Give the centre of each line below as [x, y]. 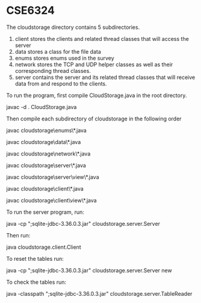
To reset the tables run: [35, 258]
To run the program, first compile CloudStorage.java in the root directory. [97, 95]
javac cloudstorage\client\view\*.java [52, 200]
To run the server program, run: [45, 212]
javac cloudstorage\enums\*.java [47, 130]
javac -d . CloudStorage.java [42, 107]
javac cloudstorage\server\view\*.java [53, 177]
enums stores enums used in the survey [64, 58]
